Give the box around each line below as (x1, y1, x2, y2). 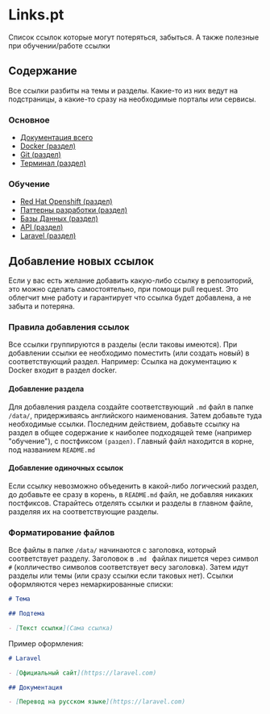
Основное (8, 114, 50, 126)
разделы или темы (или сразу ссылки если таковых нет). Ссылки (8, 571, 234, 581)
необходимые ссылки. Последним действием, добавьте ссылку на (8, 419, 240, 429)
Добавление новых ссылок (8, 254, 155, 268)
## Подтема (8, 610, 45, 618)
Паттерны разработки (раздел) (19, 205, 127, 215)
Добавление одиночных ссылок (8, 463, 123, 473)
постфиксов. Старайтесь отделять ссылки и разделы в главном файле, (8, 498, 254, 508)
